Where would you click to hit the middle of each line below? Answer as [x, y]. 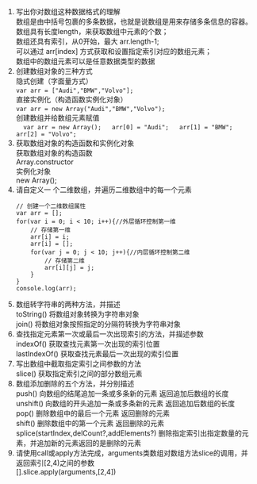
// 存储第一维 [51, 230]
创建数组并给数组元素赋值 [58, 118]
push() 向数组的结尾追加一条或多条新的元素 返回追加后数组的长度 [122, 394]
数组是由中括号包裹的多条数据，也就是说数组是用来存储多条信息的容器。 [134, 21]
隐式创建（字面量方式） [54, 81]
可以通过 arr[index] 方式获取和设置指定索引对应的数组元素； [114, 51]
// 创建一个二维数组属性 [51, 206]
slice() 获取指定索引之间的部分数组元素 [79, 374]
